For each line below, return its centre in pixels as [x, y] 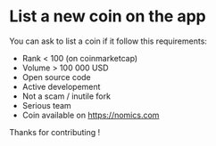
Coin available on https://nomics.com [91, 115]
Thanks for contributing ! [55, 132]
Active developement [61, 86]
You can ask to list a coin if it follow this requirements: [108, 41]
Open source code [56, 77]
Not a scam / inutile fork [66, 96]
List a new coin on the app [108, 16]
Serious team [46, 105]
